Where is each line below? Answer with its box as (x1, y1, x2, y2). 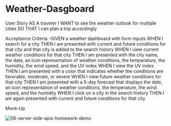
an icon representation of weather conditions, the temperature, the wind (5, 84, 157, 90)
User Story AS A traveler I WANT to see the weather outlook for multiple (5, 20, 157, 26)
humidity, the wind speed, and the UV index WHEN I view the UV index (5, 62, 154, 69)
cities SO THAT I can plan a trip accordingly (5, 25, 97, 31)
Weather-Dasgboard (5, 3, 94, 15)
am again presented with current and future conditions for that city (5, 95, 145, 101)
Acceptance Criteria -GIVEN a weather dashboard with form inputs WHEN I (5, 35, 163, 41)
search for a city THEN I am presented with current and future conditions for (5, 40, 166, 47)
